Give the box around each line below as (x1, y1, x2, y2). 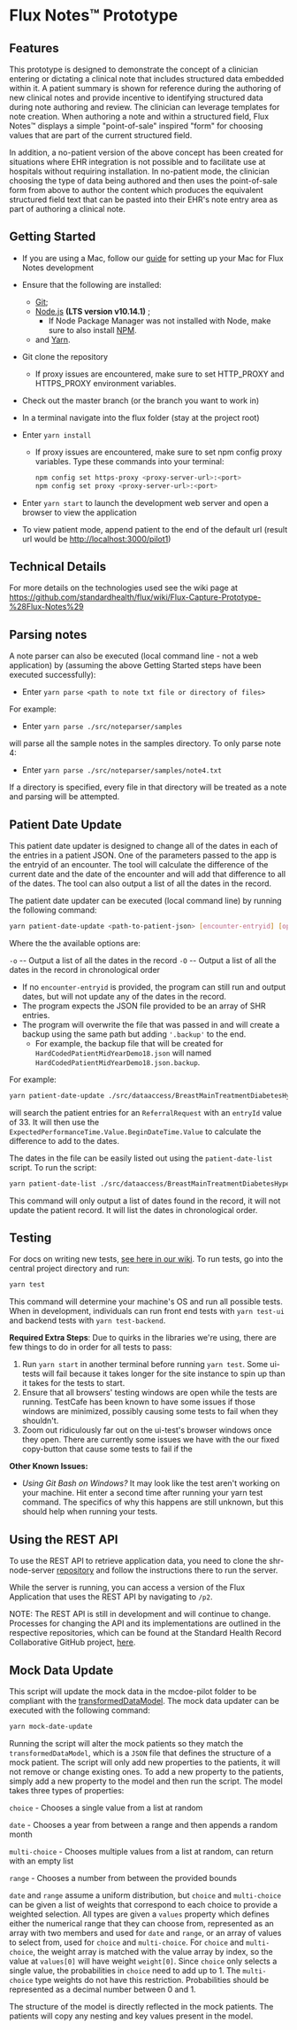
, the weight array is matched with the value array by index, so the (32, 1946, 273, 1956)
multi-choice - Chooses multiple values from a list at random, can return (9, 1846, 274, 1856)
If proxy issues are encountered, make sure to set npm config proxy (34, 447, 283, 457)
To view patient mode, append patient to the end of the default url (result (21, 524, 288, 534)
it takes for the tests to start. (21, 1378, 126, 1388)
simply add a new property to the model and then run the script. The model (9, 1776, 283, 1786)
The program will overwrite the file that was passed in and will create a (21, 1019, 280, 1030)
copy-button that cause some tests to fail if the (21, 1443, 193, 1454)
